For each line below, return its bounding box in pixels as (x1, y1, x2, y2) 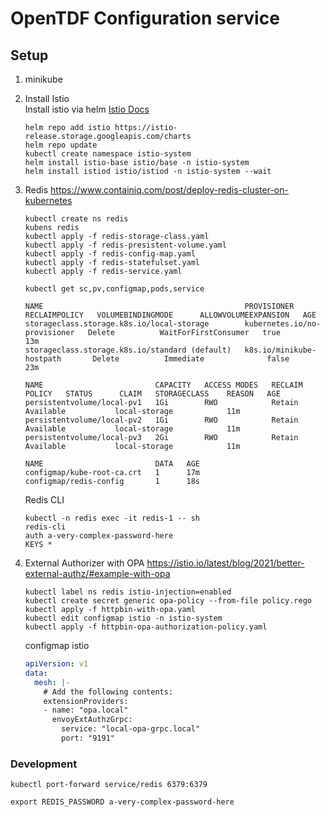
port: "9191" (61, 733, 115, 743)
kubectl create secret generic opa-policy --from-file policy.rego (24, 596, 312, 606)
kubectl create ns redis (24, 214, 129, 224)
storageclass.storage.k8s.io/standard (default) (24, 345, 232, 355)
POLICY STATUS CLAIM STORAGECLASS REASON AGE (24, 389, 281, 399)
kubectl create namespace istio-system (24, 149, 192, 159)
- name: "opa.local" (43, 705, 129, 716)
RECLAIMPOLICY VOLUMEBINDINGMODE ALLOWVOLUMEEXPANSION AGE (24, 310, 317, 320)
